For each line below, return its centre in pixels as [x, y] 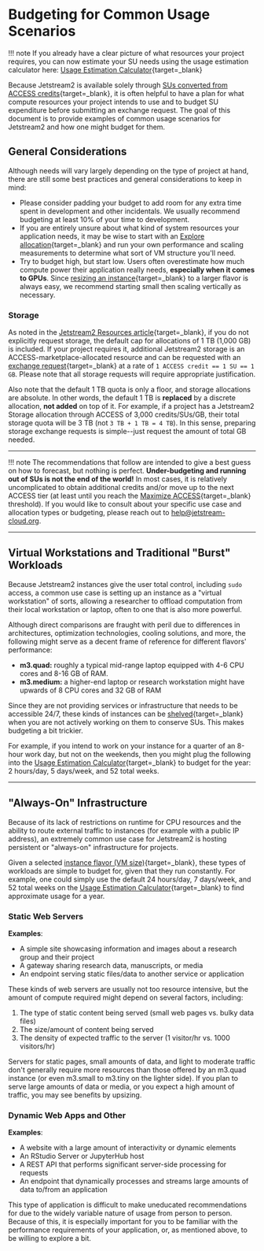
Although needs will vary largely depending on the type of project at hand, [128, 170]
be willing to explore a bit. [50, 1238]
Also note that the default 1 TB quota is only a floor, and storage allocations [130, 390]
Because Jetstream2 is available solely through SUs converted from [118, 85]
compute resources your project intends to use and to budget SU [113, 102]
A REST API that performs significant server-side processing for [123, 1164]
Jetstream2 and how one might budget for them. [87, 127]
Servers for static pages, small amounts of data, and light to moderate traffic [132, 1061]
